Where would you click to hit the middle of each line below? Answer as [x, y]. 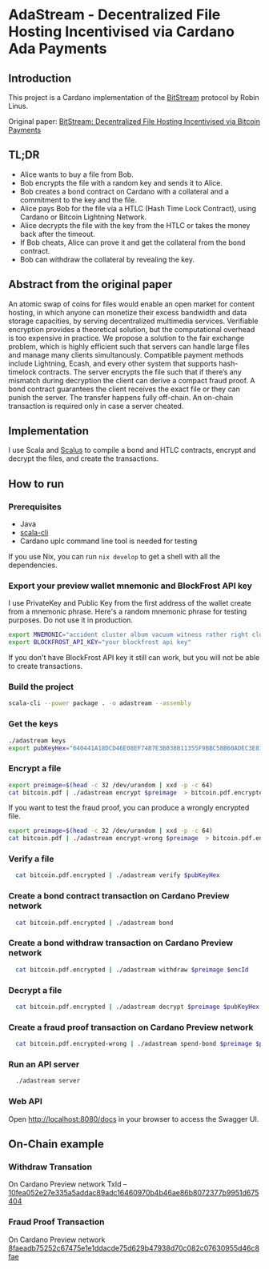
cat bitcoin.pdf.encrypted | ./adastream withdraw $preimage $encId [132, 970]
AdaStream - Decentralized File [114, 15]
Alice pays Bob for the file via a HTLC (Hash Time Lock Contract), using [138, 208]
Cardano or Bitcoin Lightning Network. [83, 217]
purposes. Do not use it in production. [71, 620]
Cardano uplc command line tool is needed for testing [108, 541]
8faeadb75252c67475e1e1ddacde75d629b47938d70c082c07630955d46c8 [134, 1248]
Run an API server [44, 1064]
